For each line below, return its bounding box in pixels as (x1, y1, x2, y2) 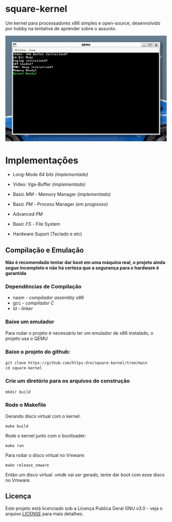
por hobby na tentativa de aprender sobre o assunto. (5, 25, 117, 31)
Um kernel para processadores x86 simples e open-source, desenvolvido (5, 20, 160, 26)
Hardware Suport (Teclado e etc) (12, 231, 82, 237)
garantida (5, 270, 27, 276)
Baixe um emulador (5, 318, 55, 325)
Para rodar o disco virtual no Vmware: (5, 452, 85, 458)
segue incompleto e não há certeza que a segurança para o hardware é (5, 265, 159, 271)
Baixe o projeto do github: (5, 348, 71, 355)
